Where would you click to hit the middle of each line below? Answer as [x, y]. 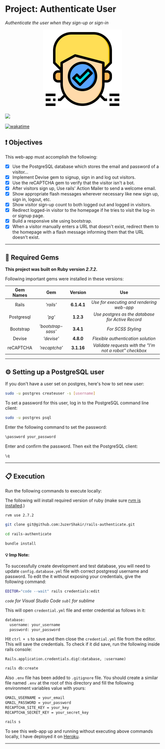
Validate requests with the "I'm [124, 345]
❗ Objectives [24, 143]
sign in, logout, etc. [32, 199]
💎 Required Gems [32, 257]
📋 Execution [25, 476]
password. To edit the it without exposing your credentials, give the [73, 577]
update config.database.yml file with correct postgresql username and [77, 571]
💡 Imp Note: [17, 554]
